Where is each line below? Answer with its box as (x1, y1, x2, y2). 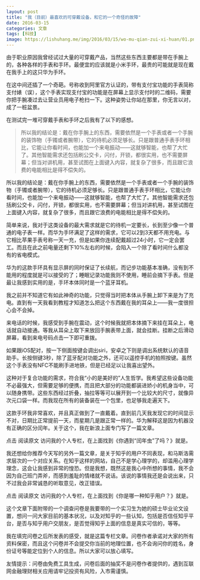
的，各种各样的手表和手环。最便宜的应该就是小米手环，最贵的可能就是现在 (6, 61, 189, 68)
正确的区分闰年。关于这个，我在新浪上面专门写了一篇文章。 (11, 424, 158, 431)
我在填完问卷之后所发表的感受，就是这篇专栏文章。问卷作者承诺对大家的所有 (6, 532, 194, 539)
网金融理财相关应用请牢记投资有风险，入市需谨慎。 (6, 567, 132, 575)
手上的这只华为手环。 (16, 69, 69, 75)
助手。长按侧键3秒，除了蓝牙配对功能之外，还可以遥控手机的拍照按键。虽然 (6, 354, 192, 361)
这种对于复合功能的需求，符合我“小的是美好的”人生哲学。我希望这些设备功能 (6, 374, 193, 381)
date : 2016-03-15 (6, 20, 49, 26)
